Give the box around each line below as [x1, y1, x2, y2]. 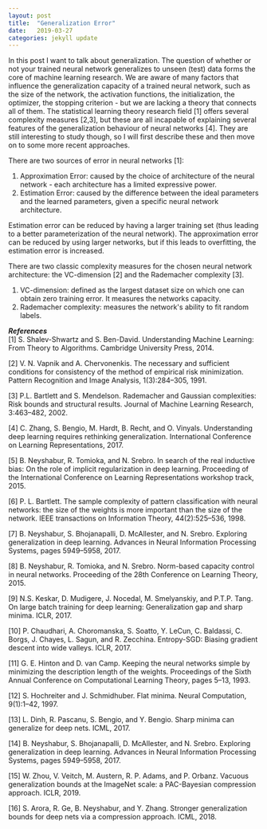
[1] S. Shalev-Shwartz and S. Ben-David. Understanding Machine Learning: [8, 335, 254, 344]
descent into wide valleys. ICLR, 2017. [8, 643, 132, 653]
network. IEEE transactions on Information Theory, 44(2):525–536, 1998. [8, 513, 246, 523]
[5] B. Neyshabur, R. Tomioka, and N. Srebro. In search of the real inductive [8, 456, 255, 466]
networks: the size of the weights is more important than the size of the [8, 505, 243, 515]
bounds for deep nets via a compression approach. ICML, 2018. [8, 812, 218, 822]
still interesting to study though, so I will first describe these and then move [8, 132, 255, 142]
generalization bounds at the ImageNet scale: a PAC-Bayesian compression [8, 780, 257, 789]
